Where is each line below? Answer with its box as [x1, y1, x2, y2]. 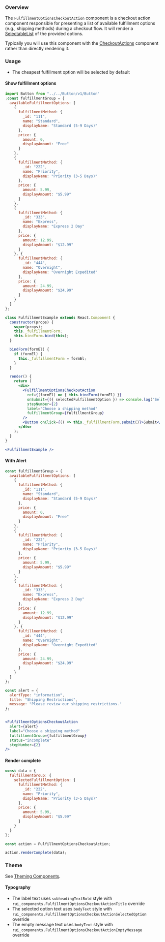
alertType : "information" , [9, 692, 65, 697]
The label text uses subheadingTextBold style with [12, 895, 112, 901]
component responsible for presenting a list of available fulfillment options [5, 20, 156, 26]
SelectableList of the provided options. [5, 31, 83, 37]
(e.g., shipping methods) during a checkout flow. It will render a [5, 26, 134, 31]
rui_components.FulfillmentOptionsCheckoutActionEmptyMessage [12, 927, 142, 933]
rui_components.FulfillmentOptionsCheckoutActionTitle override [12, 900, 145, 907]
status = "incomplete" [9, 738, 52, 743]
